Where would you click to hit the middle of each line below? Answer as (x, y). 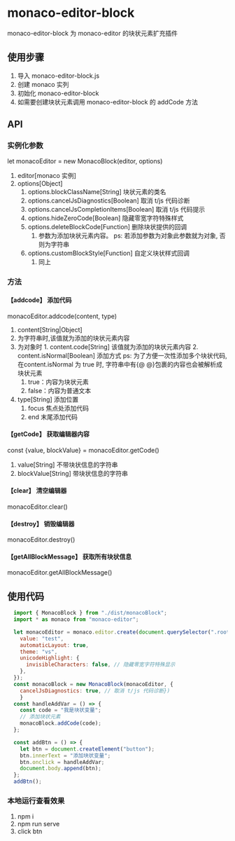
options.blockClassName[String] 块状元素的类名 (97, 192)
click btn (30, 831)
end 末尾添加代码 (53, 417)
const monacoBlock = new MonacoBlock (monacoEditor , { (93, 684)
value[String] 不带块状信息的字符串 (67, 465)
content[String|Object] (50, 329)
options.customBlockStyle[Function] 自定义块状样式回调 (109, 253)
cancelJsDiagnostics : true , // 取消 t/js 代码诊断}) (95, 691)
